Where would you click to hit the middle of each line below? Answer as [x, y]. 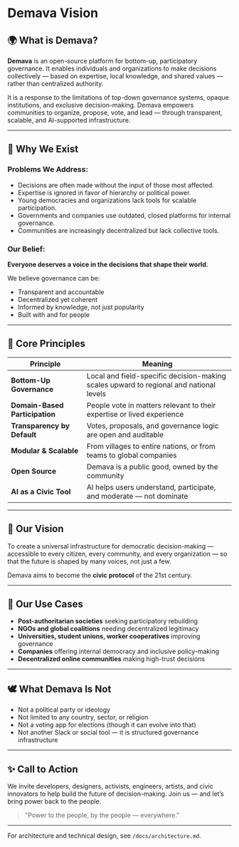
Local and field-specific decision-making [156, 375]
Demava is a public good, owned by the [152, 467]
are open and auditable [125, 435]
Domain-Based [37, 405]
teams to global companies [132, 455]
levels [96, 393]
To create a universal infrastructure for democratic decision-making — [111, 546]
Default [24, 435]
